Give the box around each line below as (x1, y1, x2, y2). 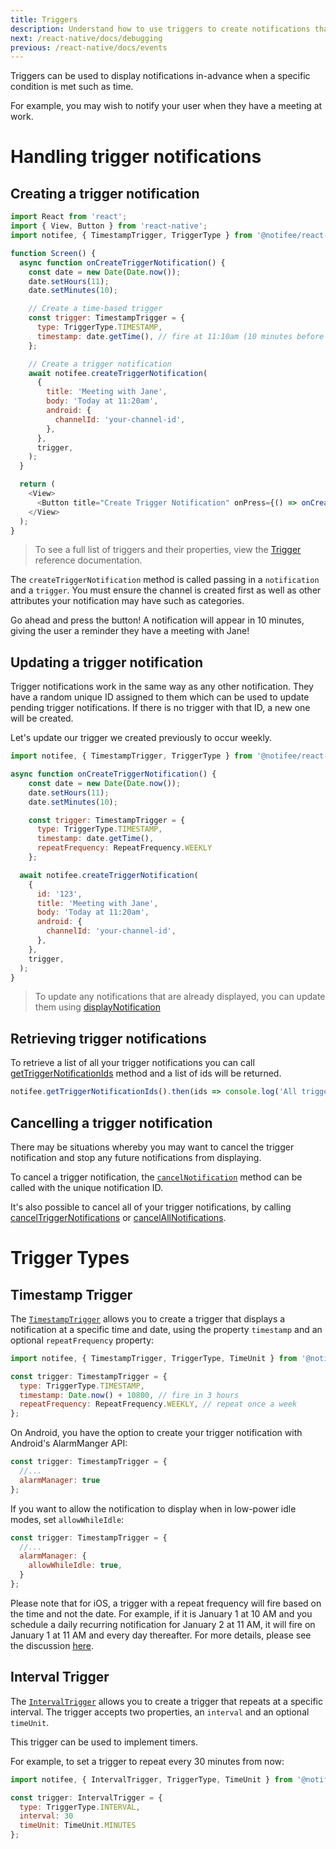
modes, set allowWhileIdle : (10, 1513, 125, 1525)
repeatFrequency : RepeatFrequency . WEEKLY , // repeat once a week (19, 1399, 298, 1410)
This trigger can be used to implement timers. (10, 1736, 199, 1748)
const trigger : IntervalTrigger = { (10, 1792, 163, 1803)
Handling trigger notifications (10, 146, 262, 168)
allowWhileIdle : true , (28, 1561, 123, 1571)
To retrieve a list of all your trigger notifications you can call (10, 1057, 255, 1069)
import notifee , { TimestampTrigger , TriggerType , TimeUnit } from (10, 1353, 298, 1363)
